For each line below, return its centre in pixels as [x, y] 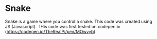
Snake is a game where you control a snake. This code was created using [78, 21]
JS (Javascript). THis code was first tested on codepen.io [63, 26]
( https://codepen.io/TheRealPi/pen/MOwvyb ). [51, 31]
